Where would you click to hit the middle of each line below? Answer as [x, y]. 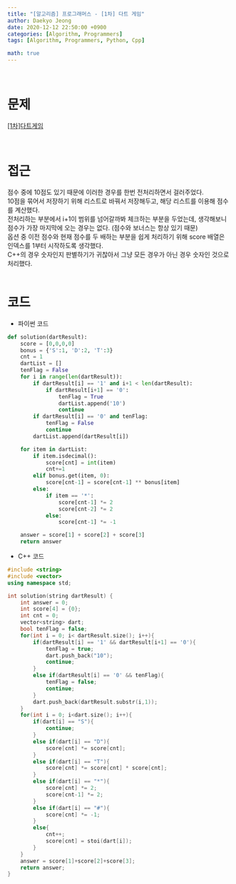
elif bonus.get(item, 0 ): [72, 476]
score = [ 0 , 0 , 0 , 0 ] [47, 344]
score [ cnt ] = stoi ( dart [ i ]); [89, 841]
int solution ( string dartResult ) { [60, 596]
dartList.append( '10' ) [92, 404]
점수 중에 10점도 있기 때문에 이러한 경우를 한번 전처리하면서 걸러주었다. [106, 192]
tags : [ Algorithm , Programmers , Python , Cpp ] [76, 41]
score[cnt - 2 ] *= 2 [86, 509]
